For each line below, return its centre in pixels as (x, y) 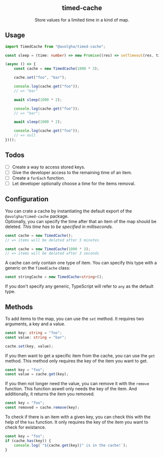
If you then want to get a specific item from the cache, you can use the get (80, 355)
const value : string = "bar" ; (36, 337)
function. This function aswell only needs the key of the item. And (71, 389)
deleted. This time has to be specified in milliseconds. (59, 227)
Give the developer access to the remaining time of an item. (72, 172)
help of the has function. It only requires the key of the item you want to (77, 422)
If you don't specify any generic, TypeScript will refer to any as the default (79, 286)
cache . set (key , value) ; (29, 346)
